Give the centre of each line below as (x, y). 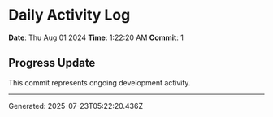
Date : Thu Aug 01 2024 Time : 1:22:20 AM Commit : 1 (96, 37)
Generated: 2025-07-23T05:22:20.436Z (76, 106)
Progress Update (52, 63)
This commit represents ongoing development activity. (100, 82)
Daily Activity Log (69, 15)
